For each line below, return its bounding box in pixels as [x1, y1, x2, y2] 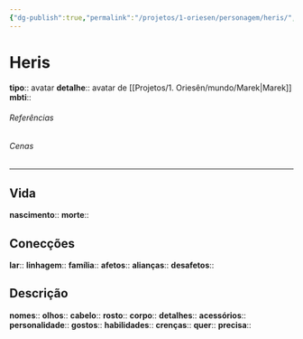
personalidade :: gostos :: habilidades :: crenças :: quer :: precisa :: [9, 319, 252, 330]
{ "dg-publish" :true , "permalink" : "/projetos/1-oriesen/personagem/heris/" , [9, 13, 297, 23]
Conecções [9, 236, 75, 251]
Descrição [9, 286, 69, 301]
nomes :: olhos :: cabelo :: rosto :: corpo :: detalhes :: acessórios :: [9, 309, 246, 321]
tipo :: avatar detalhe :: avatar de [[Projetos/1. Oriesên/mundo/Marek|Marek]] [9, 82, 292, 93]
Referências [9, 112, 54, 123]
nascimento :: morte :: [9, 210, 89, 221]
